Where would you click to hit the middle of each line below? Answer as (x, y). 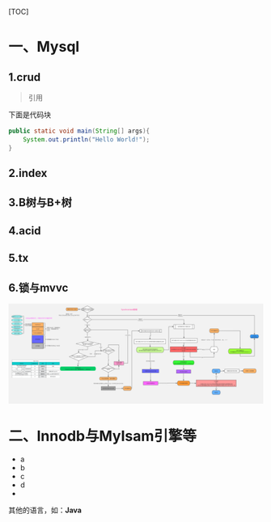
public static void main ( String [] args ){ (79, 131)
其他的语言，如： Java (45, 510)
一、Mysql (44, 47)
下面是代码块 (30, 115)
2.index (28, 173)
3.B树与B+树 (40, 202)
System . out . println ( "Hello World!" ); (87, 139)
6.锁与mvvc (38, 287)
